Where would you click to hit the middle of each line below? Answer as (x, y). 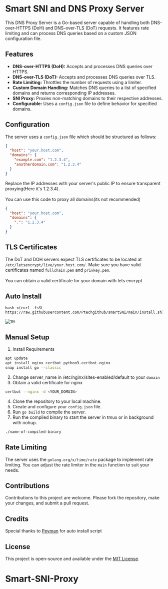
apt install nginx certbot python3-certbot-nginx (58, 363)
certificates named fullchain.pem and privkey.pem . (58, 270)
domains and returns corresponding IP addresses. (64, 93)
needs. (12, 470)
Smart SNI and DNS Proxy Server (75, 9)
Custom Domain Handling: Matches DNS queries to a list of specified (84, 88)
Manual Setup (27, 337)
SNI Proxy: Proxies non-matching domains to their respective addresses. (87, 98)
